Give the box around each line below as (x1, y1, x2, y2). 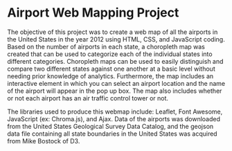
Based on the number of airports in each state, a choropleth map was (7, 42, 206, 51)
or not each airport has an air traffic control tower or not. (7, 94, 168, 102)
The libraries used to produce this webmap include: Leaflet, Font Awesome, (7, 107, 223, 116)
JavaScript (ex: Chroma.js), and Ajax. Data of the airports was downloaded (7, 114, 220, 123)
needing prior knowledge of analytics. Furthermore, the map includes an (7, 71, 214, 80)
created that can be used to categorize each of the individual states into (7, 50, 213, 58)
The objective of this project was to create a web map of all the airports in (7, 28, 218, 36)
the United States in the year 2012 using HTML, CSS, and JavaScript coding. (7, 35, 225, 43)
